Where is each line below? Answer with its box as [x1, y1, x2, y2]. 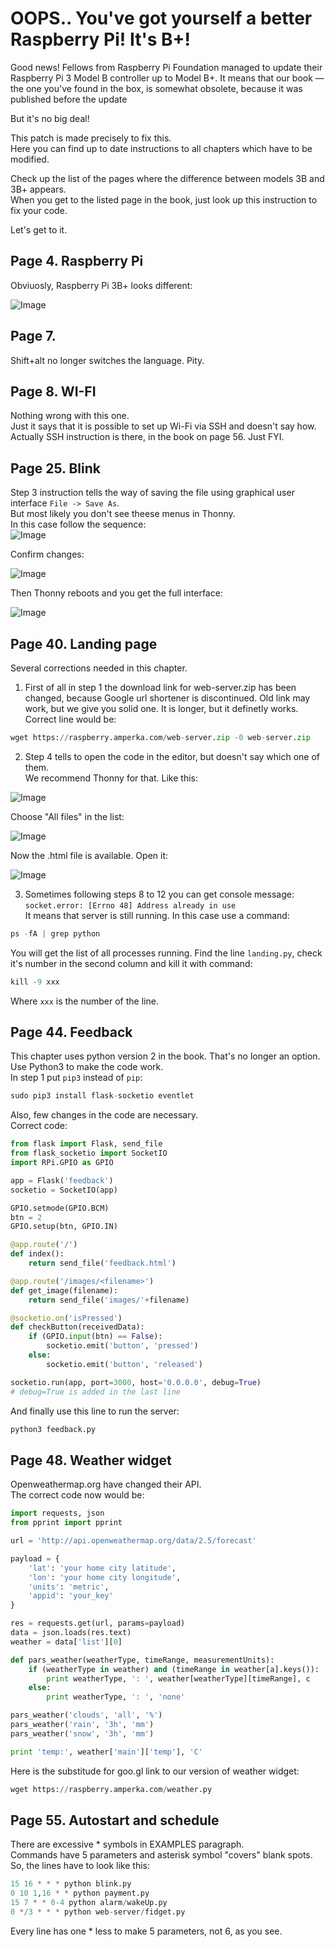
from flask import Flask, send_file [10, 1139, 163, 1149]
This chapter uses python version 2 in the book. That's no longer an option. [10, 1050, 321, 1062]
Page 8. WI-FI [10, 383, 97, 400]
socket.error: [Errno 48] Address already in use [24, 900, 237, 911]
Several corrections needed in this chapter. [10, 662, 188, 674]
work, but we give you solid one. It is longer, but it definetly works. [24, 703, 299, 714]
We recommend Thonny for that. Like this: [24, 772, 198, 784]
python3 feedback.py [10, 1424, 97, 1434]
